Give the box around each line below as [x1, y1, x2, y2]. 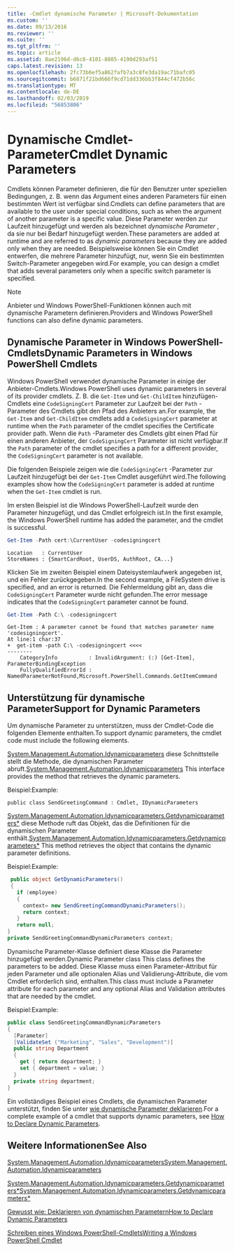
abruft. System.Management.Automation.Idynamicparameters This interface [7, 765, 225, 773]
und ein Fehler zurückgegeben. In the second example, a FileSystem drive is [7, 575, 226, 584]
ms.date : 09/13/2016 [7, 23, 68, 30]
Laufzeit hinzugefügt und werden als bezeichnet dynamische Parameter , [7, 221, 219, 230]
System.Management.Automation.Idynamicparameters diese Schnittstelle [7, 750, 219, 758]
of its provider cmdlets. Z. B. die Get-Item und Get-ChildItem [7, 392, 182, 400]
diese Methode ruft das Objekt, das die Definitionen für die [20, 819, 190, 828]
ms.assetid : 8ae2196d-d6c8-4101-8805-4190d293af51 [7, 56, 158, 63]
